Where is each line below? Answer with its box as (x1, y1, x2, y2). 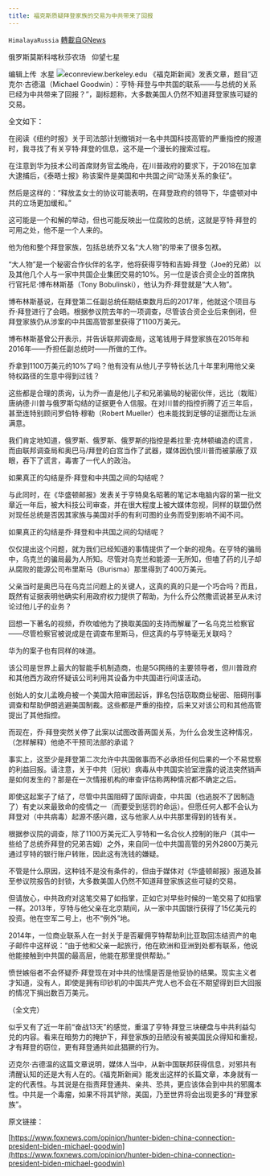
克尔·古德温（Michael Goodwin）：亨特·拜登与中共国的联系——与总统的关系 (8, 79, 257, 89)
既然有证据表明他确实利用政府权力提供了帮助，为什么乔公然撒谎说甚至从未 (8, 591, 255, 600)
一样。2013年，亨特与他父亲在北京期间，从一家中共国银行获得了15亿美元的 (8, 903, 257, 913)
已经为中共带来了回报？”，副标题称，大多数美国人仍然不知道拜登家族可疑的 (8, 89, 259, 99)
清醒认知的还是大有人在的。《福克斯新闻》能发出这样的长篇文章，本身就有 (8, 1069, 252, 1079)
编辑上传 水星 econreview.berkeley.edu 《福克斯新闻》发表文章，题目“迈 (8, 69, 259, 79)
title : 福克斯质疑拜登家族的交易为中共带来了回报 (8, 11, 153, 20)
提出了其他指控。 (8, 710, 65, 720)
